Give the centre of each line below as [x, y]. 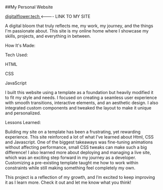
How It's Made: [20, 45]
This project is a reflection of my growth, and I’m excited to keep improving [80, 177]
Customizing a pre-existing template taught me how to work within [72, 163]
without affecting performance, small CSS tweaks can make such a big [76, 147]
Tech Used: [17, 55]
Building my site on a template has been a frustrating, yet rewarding [73, 132]
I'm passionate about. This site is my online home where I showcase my [77, 31]
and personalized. [23, 113]
